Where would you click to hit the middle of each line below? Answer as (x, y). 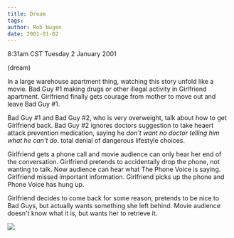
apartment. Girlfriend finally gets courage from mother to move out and (112, 97)
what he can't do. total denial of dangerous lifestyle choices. (96, 141)
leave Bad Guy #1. (34, 104)
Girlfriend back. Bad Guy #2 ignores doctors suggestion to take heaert (111, 126)
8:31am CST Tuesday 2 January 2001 (62, 54)
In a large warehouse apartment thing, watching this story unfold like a (111, 82)
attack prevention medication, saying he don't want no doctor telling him (113, 133)
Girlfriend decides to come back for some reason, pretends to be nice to (113, 198)
